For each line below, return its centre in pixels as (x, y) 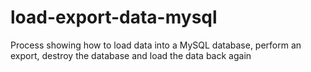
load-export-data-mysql (114, 17)
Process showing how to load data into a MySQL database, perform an (156, 45)
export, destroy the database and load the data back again (131, 55)
